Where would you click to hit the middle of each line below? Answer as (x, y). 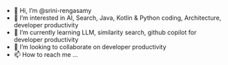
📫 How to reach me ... (46, 54)
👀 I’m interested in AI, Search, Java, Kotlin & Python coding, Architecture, (117, 18)
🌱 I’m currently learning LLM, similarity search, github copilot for (105, 32)
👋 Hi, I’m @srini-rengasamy (53, 11)
